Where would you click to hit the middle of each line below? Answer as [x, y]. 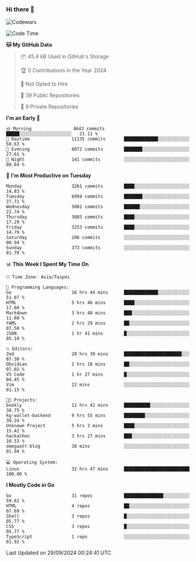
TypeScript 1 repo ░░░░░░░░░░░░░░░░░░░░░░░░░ [98, 537]
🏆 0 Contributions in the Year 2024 [63, 70]
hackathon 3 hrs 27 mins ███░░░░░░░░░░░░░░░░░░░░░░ [98, 436]
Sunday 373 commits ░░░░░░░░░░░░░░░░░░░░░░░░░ [98, 248]
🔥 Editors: [20, 349]
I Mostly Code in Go [30, 485]
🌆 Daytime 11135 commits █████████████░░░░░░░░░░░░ [98, 139]
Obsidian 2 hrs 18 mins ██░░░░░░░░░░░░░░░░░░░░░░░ [98, 365]
